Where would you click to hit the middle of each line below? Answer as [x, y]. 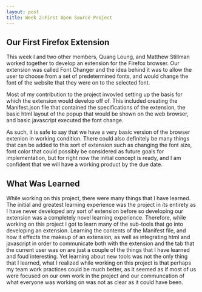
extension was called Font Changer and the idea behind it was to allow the [99, 70]
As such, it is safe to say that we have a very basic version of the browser [98, 132]
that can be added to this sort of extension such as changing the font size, [99, 145]
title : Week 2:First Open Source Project [59, 18]
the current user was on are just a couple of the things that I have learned [98, 250]
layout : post [23, 12]
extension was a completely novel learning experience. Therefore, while [96, 218]
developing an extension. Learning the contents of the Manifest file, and [96, 231]
